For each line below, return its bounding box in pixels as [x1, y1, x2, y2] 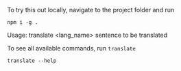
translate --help [7, 57, 57, 64]
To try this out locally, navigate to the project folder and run [7, 6, 175, 14]
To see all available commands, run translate [7, 44, 136, 52]
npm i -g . [7, 19, 38, 26]
